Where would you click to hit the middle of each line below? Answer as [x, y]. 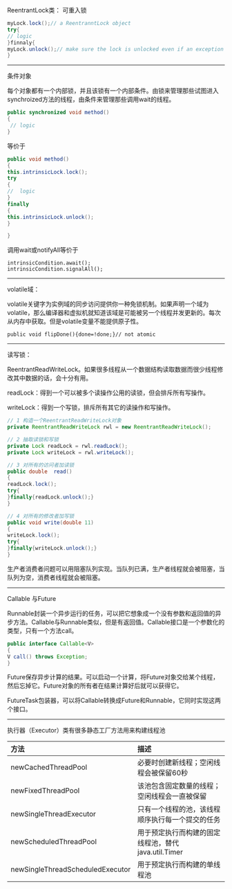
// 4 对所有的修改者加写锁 [41, 516]
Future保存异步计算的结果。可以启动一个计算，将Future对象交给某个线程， [113, 677]
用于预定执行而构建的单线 [179, 865]
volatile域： [23, 289]
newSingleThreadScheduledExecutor [71, 870]
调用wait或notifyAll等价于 [43, 250]
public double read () [40, 472]
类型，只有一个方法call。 [42, 630]
